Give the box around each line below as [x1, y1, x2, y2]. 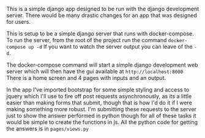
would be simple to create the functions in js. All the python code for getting [6, 118, 198, 126]
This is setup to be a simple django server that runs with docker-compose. [6, 30, 194, 37]
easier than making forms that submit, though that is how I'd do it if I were [6, 99, 193, 106]
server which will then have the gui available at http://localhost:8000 [6, 68, 184, 75]
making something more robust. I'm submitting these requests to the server [6, 106, 197, 112]
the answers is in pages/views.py [6, 125, 89, 132]
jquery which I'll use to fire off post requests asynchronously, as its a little [6, 93, 192, 100]
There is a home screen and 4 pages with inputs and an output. [6, 74, 166, 81]
